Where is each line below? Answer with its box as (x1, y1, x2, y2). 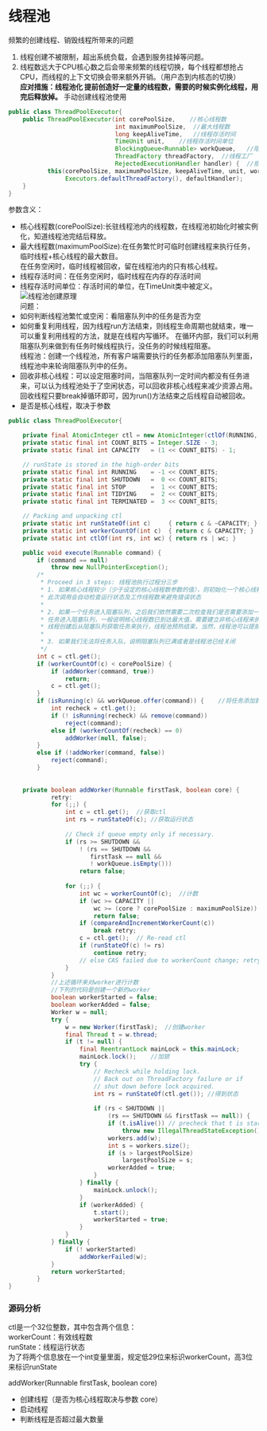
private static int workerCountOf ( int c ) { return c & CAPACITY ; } (22, 527, 254, 535)
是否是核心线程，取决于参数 (19, 401, 111, 411)
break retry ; (93, 926, 137, 935)
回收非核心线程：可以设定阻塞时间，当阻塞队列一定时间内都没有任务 (19, 372, 243, 381)
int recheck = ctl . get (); (50, 705, 137, 713)
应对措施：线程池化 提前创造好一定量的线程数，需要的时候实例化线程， (19, 81, 252, 92)
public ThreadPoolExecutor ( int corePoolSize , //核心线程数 (22, 115, 226, 124)
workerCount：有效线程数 (8, 1332, 93, 1342)
